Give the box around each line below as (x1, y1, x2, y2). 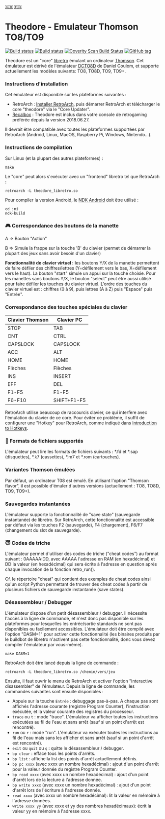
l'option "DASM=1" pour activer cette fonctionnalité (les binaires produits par (5, 631, 160, 637)
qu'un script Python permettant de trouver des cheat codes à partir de (5, 581, 147, 587)
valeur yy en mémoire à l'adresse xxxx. (12, 808, 92, 814)
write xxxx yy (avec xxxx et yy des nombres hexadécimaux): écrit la (12, 803, 151, 809)
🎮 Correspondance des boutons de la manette (5, 223, 119, 229)
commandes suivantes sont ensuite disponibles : (5, 688, 104, 694)
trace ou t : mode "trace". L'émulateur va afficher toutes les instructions (12, 713, 159, 719)
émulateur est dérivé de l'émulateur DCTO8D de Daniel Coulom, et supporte (5, 63, 159, 69)
